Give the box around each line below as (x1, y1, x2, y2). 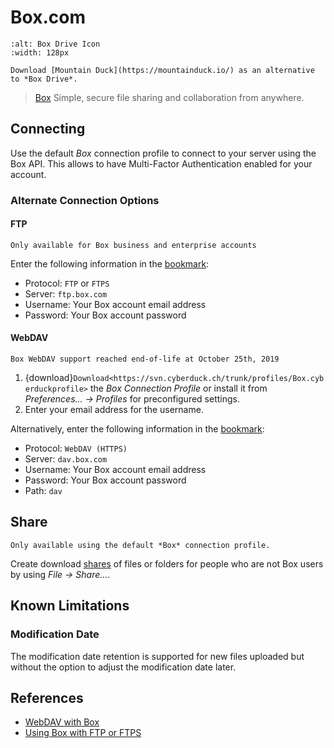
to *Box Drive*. (10, 74, 78, 84)
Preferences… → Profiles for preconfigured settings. (24, 393, 240, 405)
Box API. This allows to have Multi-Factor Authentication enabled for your (10, 157, 313, 170)
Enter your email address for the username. (24, 404, 204, 416)
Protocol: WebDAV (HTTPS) (24, 442, 128, 455)
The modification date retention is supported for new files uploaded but (10, 650, 305, 662)
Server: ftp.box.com (24, 287, 108, 300)
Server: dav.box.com (24, 453, 108, 465)
